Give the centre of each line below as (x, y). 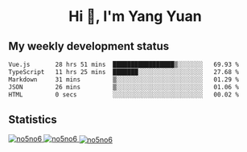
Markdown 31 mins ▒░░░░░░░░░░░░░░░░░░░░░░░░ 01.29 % (124, 80)
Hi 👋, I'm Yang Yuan (135, 16)
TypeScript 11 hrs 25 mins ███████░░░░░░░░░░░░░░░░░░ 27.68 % (124, 72)
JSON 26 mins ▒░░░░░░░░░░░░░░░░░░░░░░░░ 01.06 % (124, 87)
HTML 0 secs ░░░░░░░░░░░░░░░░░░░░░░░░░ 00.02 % (124, 94)
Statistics (33, 119)
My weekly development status (89, 46)
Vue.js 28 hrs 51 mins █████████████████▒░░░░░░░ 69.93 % (124, 64)
